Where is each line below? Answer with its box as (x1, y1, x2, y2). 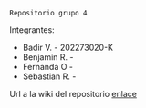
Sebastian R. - (22, 71, 77, 82)
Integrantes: (9, 25, 55, 35)
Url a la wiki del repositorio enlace (9, 89, 137, 99)
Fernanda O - (22, 62, 74, 72)
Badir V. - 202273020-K (22, 42, 114, 53)
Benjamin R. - (22, 52, 74, 63)
